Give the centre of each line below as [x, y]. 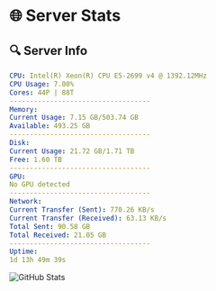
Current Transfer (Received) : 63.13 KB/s [88, 218]
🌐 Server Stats [65, 16]
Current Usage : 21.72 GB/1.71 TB [72, 151]
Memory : [24, 109]
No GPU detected [40, 185]
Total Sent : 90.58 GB [50, 226]
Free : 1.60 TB [36, 159]
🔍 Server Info [49, 50]
